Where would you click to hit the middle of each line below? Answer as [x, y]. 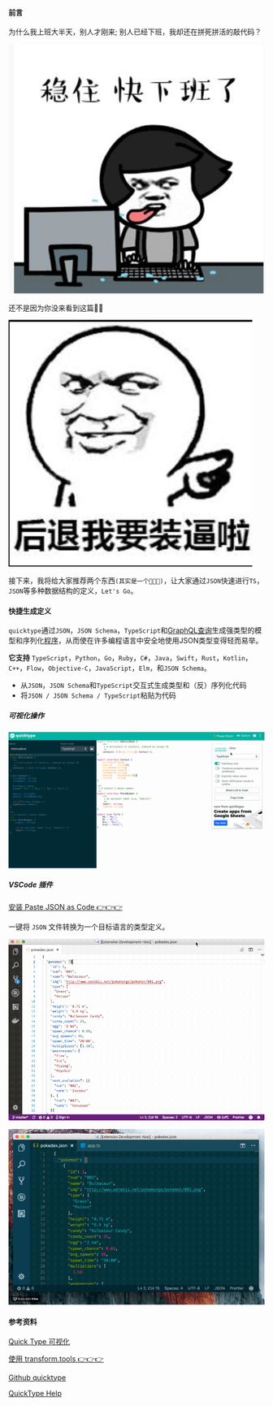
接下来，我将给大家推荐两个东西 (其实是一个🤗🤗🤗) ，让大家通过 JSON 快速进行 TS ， [136, 580]
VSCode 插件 [30, 885]
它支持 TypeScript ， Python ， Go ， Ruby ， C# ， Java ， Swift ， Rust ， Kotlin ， [130, 658]
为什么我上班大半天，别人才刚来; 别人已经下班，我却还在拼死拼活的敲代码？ [135, 32]
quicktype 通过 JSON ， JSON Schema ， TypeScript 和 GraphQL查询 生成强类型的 [132, 630]
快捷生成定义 [30, 611]
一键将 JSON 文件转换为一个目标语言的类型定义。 [89, 927]
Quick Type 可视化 [39, 1341]
